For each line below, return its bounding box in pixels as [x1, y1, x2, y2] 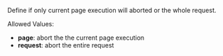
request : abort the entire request [17, 41, 114, 49]
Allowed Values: [7, 20, 55, 28]
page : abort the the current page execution [17, 33, 145, 42]
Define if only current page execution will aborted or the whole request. [7, 6, 217, 14]
